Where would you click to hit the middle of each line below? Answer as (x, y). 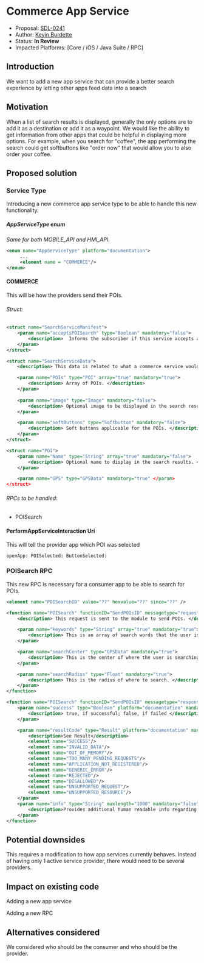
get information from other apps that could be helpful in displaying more (97, 135)
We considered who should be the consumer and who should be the (92, 947)
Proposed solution (42, 173)
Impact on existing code (53, 887)
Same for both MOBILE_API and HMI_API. (58, 240)
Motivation (27, 107)
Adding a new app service (39, 901)
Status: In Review (37, 41)
